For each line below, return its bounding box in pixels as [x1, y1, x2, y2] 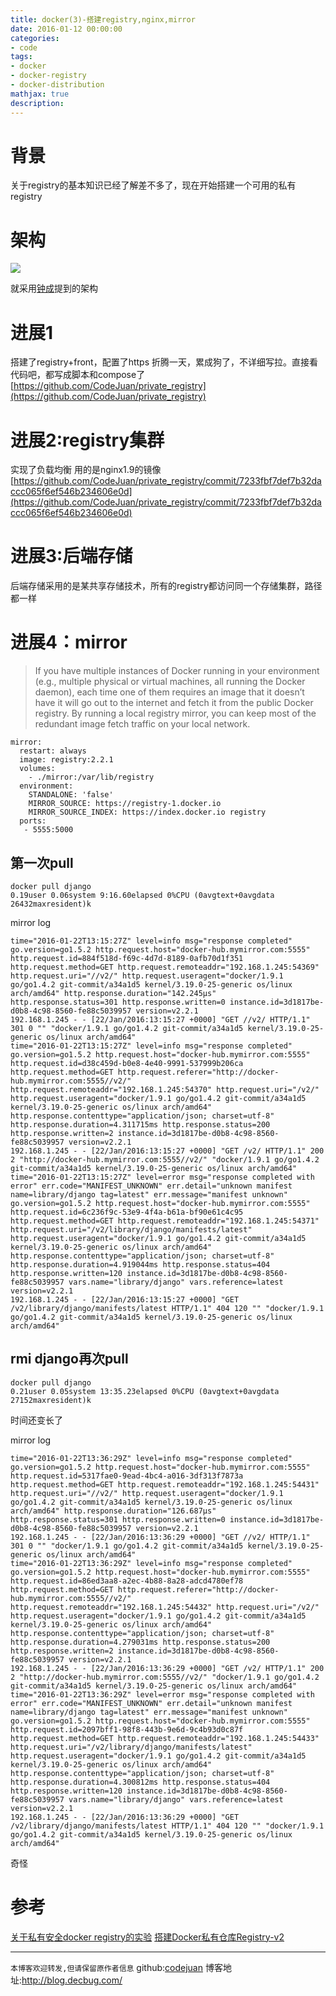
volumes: [19, 764, 56, 774]
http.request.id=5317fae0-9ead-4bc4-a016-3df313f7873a [10, 1471, 244, 1481]
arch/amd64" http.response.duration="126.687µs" [10, 1506, 217, 1516]
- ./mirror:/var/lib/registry [28, 772, 155, 783]
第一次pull [10, 854, 74, 871]
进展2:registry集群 [10, 429, 165, 451]
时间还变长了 [10, 1414, 63, 1426]
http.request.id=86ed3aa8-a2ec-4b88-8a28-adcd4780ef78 [10, 1576, 244, 1586]
